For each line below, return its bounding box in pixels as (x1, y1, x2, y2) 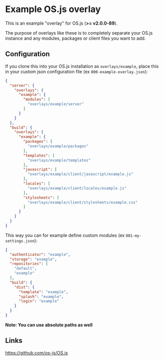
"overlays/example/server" (27, 102, 84, 107)
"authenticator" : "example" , (10, 252, 71, 257)
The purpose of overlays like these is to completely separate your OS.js (5, 30, 153, 36)
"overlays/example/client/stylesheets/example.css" (27, 200, 138, 205)
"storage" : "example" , (10, 256, 57, 262)
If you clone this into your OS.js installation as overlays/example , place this (5, 63, 159, 69)
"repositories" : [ (10, 261, 49, 266)
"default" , (14, 266, 37, 271)
